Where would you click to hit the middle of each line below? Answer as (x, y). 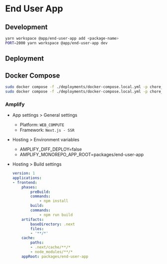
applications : (27, 178)
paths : (37, 243)
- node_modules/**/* (52, 252)
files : (37, 229)
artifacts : (33, 219)
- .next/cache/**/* (50, 247)
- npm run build (56, 215)
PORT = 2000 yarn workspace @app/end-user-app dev (56, 43)
